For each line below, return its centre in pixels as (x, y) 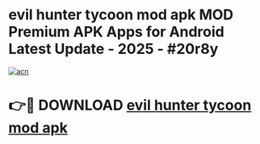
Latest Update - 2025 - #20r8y (113, 49)
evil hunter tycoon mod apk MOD (121, 15)
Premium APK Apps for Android (116, 32)
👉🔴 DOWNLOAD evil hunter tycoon (130, 105)
